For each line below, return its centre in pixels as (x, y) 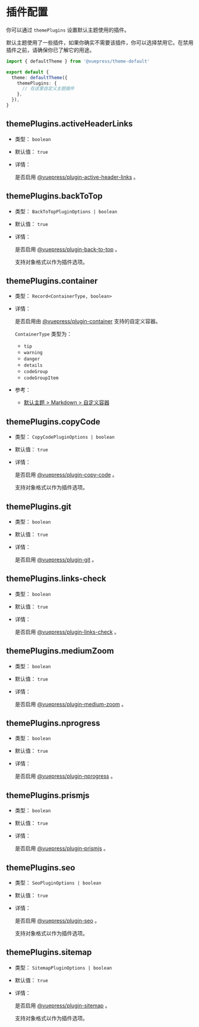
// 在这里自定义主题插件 (48, 89)
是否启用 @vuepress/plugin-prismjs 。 (61, 848)
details (33, 365)
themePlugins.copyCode (53, 422)
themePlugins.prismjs (48, 795)
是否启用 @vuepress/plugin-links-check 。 (67, 632)
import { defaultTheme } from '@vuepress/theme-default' (78, 61)
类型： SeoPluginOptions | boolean (58, 883)
